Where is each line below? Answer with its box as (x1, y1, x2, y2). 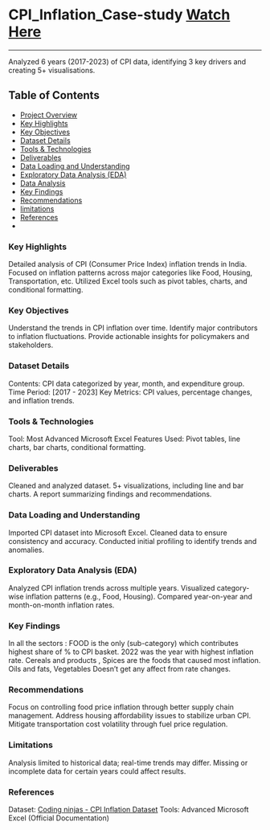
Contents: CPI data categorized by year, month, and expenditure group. (8, 378, 245, 388)
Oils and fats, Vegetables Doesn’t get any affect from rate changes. (8, 664, 231, 674)
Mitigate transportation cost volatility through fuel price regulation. (8, 719, 228, 729)
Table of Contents (8, 88, 100, 102)
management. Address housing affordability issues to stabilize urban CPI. (8, 711, 252, 721)
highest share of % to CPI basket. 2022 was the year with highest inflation (8, 647, 255, 656)
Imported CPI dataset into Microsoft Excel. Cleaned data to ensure (8, 528, 227, 538)
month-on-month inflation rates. (8, 600, 115, 610)
